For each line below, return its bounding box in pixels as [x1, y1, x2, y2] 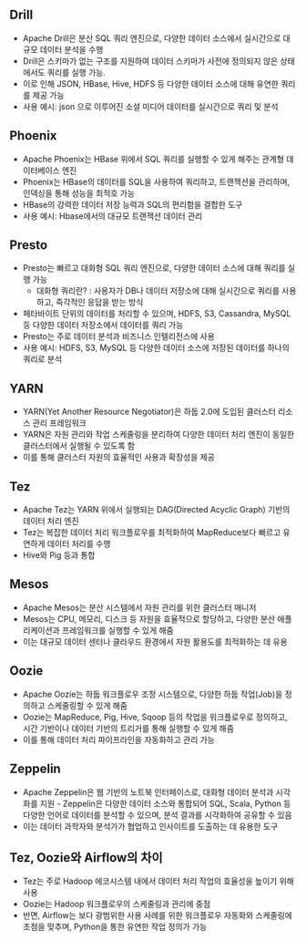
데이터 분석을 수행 [39, 44, 104, 55]
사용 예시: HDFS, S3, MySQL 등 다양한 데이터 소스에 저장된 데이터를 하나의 [22, 342, 290, 354]
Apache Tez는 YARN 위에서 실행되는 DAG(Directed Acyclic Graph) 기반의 [22, 504, 291, 515]
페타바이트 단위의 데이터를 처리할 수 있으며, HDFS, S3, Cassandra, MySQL [22, 308, 291, 319]
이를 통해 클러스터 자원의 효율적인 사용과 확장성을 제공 [22, 451, 216, 463]
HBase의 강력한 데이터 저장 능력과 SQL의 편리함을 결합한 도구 [22, 199, 243, 210]
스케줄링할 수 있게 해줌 [46, 699, 127, 710]
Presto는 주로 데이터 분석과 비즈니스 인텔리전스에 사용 [22, 331, 216, 342]
